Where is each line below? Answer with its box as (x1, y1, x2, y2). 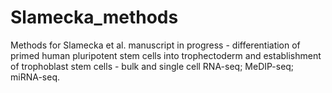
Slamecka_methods (10, 6, 179, 29)
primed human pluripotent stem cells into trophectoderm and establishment (10, 49, 322, 61)
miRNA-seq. (10, 71, 60, 83)
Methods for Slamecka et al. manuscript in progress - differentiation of (10, 39, 301, 51)
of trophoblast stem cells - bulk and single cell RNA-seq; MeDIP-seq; (10, 60, 295, 72)
